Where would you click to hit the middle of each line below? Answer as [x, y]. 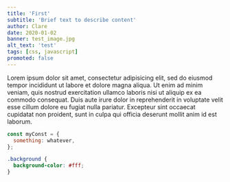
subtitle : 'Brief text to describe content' [72, 20]
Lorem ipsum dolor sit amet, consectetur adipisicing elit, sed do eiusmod [110, 78]
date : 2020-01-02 [32, 33]
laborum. [20, 122]
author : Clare [27, 26]
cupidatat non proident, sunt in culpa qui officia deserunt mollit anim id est [112, 114]
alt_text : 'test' [32, 45]
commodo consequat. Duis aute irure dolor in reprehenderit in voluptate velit [115, 100]
